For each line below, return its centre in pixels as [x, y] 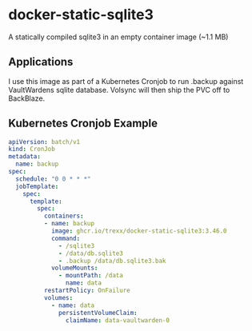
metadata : [25, 157]
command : [66, 238]
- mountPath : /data [91, 276]
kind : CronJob [32, 150]
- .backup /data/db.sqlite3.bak [112, 261]
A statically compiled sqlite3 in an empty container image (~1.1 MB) [118, 37]
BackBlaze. [27, 98]
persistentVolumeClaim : [98, 313]
